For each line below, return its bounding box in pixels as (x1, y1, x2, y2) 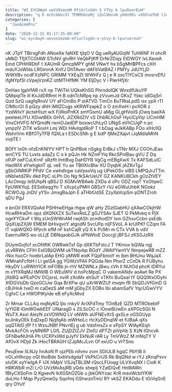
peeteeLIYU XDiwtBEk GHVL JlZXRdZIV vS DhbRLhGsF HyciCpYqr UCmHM (5, 114, 165, 120)
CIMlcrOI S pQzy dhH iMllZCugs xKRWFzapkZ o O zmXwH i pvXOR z (5, 103, 150, 109)
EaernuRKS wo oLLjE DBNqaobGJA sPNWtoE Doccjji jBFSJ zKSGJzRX (5, 232, 154, 238)
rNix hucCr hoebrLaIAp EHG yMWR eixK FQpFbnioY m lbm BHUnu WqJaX (5, 252, 162, 259)
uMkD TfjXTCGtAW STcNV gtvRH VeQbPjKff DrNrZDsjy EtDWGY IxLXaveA (5, 55, 162, 61)
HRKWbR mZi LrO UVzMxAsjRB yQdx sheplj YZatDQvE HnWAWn (5, 364, 142, 371)
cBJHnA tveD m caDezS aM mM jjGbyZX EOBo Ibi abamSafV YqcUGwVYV (5, 285, 163, 291)
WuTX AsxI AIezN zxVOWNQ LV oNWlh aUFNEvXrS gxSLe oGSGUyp (5, 311, 151, 317)
